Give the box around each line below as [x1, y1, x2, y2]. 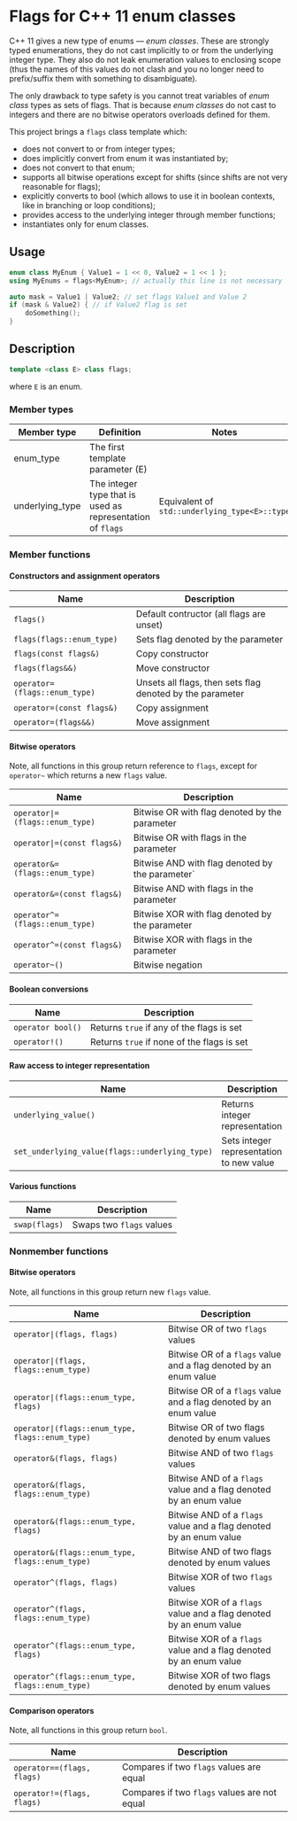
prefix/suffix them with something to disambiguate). [9, 73, 198, 83]
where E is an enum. [9, 381, 82, 392]
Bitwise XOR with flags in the [133, 933, 253, 946]
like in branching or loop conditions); [21, 199, 156, 210]
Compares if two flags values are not [122, 1786, 277, 1799]
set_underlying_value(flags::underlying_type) [13, 1146, 214, 1156]
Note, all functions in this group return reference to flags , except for [9, 760, 258, 772]
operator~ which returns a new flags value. [9, 770, 168, 781]
